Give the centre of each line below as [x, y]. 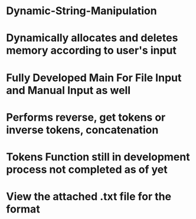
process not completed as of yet [87, 169]
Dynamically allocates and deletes [92, 38]
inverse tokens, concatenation [82, 130]
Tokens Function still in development [98, 157]
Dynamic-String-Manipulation [82, 11]
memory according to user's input [92, 51]
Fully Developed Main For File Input [94, 78]
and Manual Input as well [68, 90]
